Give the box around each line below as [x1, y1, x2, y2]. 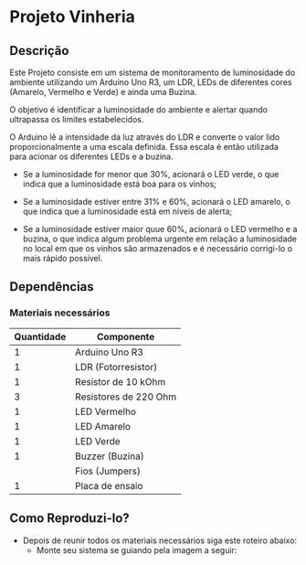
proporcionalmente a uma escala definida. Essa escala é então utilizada [9, 142, 279, 152]
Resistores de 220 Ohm [74, 390, 177, 403]
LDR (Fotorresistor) [74, 360, 158, 373]
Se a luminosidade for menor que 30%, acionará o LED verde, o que [22, 169, 280, 179]
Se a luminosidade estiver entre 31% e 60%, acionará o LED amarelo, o [22, 197, 290, 207]
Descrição [9, 43, 69, 59]
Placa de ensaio [74, 479, 143, 492]
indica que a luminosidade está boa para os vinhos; [22, 178, 217, 189]
